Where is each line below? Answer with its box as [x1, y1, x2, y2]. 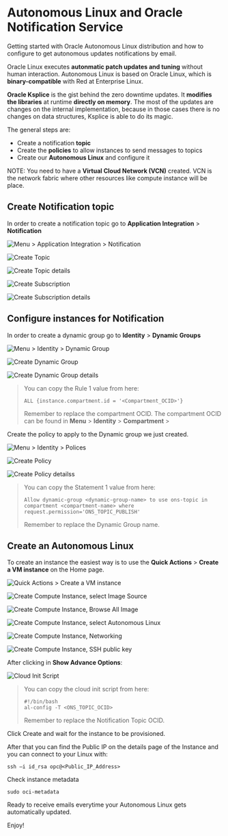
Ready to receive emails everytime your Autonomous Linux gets [7, 800, 186, 809]
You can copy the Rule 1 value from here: [23, 384, 139, 392]
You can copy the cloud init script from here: [23, 685, 149, 693]
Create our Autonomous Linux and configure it [16, 153, 150, 162]
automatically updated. [7, 808, 72, 816]
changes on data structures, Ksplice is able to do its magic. [7, 112, 173, 121]
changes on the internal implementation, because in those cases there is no [7, 105, 220, 113]
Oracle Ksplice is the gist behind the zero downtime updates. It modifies [7, 90, 212, 99]
